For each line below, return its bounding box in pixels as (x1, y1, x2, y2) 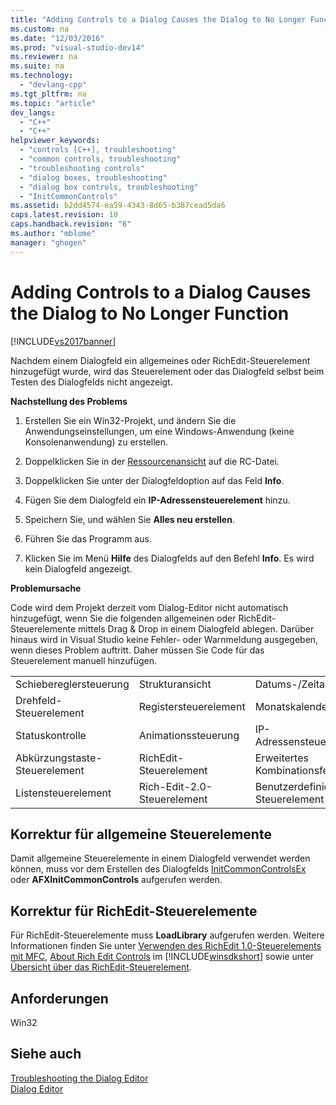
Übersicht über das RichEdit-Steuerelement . (10, 961, 192, 973)
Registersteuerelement (138, 699, 246, 713)
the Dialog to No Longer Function (10, 302, 290, 325)
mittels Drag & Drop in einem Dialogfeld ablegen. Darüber (78, 622, 315, 635)
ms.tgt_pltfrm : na (10, 89, 87, 99)
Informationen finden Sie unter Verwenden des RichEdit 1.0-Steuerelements (10, 940, 322, 952)
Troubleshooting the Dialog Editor (10, 1072, 149, 1084)
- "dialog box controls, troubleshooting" (19, 182, 199, 192)
